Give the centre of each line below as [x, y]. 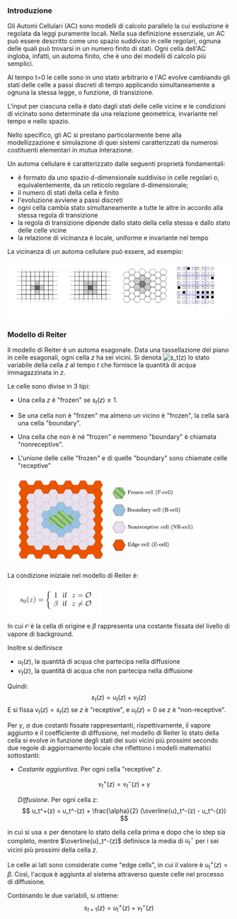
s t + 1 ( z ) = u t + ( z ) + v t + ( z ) [119, 908]
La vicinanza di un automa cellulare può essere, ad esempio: [96, 252]
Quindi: [18, 686]
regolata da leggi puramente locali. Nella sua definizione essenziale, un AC [116, 33]
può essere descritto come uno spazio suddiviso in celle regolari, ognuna [114, 41]
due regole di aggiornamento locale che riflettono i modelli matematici [109, 748]
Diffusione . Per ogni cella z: [58, 799]
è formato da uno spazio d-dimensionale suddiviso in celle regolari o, [118, 178]
